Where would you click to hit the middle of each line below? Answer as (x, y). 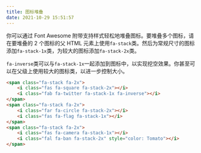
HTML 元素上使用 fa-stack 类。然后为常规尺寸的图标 (131, 43)
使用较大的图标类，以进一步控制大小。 (80, 71)
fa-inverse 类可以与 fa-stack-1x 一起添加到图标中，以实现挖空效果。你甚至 (98, 63)
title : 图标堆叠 (25, 12)
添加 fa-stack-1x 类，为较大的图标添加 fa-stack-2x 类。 (73, 50)
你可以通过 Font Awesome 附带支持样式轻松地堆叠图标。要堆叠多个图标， (97, 35)
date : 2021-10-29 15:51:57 (40, 18)
